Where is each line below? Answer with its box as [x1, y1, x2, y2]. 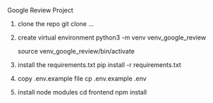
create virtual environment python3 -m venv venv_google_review [17, 33, 207, 42]
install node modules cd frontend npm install [17, 88, 147, 96]
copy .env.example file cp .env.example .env [17, 74, 147, 83]
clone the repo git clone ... [17, 20, 94, 28]
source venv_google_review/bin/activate [17, 47, 135, 55]
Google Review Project [7, 6, 74, 14]
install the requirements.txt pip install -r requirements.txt [17, 61, 181, 69]
